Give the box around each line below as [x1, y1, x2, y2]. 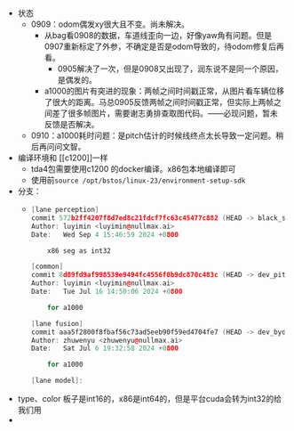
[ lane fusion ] [30, 319, 83, 328]
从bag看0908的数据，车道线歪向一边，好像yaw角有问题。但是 [44, 30, 273, 40]
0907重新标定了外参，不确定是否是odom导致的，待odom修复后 [44, 41, 277, 52]
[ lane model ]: [30, 377, 83, 386]
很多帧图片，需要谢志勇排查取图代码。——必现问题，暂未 [68, 108, 278, 118]
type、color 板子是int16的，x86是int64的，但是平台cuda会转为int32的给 [17, 394, 282, 403]
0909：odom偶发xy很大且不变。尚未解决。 [30, 19, 189, 29]
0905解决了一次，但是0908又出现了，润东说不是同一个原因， [57, 63, 283, 74]
